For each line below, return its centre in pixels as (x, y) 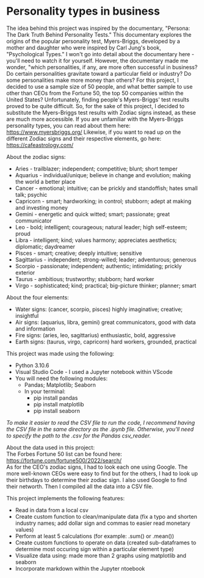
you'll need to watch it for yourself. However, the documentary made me (97, 60)
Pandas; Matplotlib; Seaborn (60, 385)
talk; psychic (31, 194)
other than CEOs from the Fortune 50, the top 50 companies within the (95, 93)
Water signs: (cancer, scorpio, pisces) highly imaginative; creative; (99, 309)
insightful (27, 315)
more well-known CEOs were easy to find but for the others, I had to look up (102, 473)
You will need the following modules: (61, 378)
